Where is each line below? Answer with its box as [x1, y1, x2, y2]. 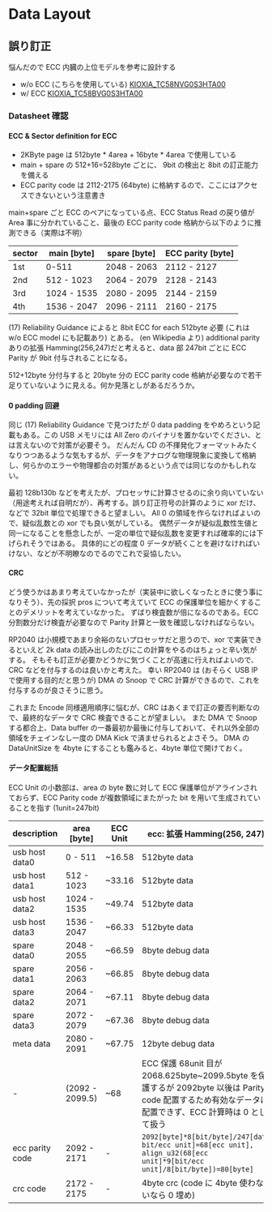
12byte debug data [141, 1038, 215, 1049]
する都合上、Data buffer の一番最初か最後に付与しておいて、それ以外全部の [8, 722, 261, 732]
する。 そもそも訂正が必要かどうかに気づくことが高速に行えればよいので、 [8, 654, 259, 665]
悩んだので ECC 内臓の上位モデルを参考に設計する [8, 62, 176, 71]
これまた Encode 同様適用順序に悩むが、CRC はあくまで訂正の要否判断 [8, 702, 246, 712]
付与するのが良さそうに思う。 [8, 685, 108, 695]
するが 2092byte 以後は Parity [149, 1081, 266, 1093]
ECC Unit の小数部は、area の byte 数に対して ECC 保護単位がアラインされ [8, 782, 257, 792]
